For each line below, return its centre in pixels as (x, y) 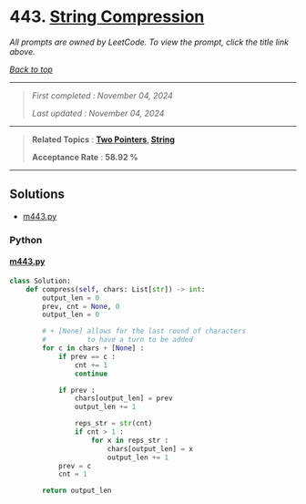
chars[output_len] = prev (123, 398)
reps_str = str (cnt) (113, 424)
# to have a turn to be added (118, 340)
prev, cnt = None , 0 (81, 306)
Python (26, 240)
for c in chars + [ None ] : (93, 348)
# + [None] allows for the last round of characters (144, 331)
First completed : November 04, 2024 (102, 95)
